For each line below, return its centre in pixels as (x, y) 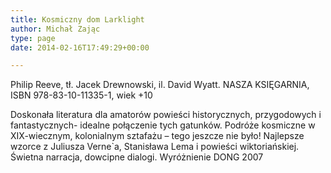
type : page (33, 38)
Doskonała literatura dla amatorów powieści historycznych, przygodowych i (166, 115)
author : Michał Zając (55, 29)
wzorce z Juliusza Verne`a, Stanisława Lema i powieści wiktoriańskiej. (155, 147)
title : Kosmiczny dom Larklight (77, 19)
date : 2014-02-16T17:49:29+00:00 (80, 47)
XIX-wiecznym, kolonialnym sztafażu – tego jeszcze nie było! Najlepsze (157, 136)
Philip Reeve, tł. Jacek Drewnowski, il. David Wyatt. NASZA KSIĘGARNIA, (160, 85)
